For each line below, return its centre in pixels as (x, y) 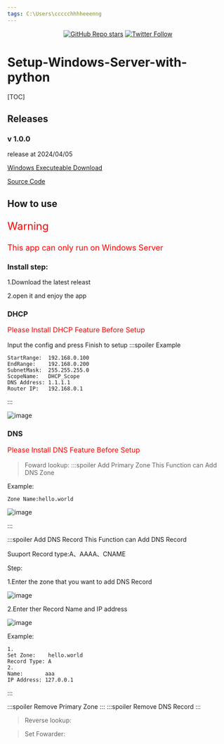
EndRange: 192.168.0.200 (48, 364)
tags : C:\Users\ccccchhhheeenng (54, 14)
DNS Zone (39, 472)
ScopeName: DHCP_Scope (44, 377)
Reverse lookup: (48, 720)
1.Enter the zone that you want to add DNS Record (80, 581)
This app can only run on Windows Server (85, 247)
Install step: (28, 267)
